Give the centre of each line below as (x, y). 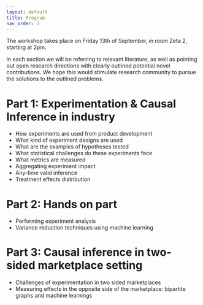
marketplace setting (90, 265)
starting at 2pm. (26, 47)
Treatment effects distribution (53, 179)
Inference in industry (61, 117)
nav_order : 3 (23, 23)
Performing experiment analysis (56, 221)
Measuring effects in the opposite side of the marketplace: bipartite (100, 289)
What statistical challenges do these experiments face (84, 153)
